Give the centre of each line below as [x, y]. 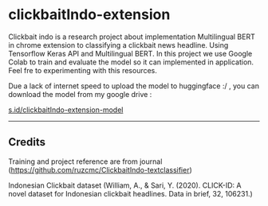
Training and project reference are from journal [85, 161]
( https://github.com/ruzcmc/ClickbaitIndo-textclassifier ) [100, 169]
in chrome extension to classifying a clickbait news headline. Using [118, 45]
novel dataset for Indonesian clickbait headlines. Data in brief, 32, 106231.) [130, 193]
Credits [27, 142]
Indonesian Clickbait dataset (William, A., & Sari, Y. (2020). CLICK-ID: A [125, 185]
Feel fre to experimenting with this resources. [83, 70]
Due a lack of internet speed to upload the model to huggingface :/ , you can [134, 86]
